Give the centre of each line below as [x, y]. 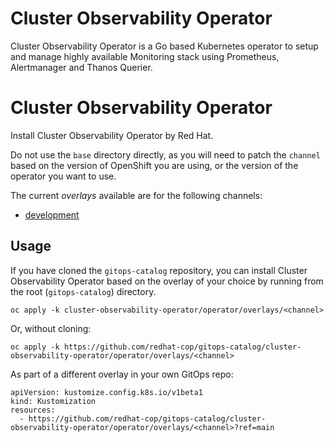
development [52, 214]
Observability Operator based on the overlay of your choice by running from [167, 281]
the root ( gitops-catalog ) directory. [83, 291]
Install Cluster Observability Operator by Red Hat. [112, 135]
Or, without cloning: [51, 328]
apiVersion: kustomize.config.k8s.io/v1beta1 [106, 392]
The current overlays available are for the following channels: [136, 195]
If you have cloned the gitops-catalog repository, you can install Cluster [159, 270]
